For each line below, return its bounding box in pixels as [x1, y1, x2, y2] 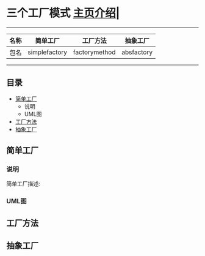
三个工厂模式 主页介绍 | [6, 6, 120, 20]
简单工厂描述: [6, 180, 41, 187]
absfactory [121, 48, 153, 56]
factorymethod [73, 48, 116, 56]
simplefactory [27, 48, 68, 56]
